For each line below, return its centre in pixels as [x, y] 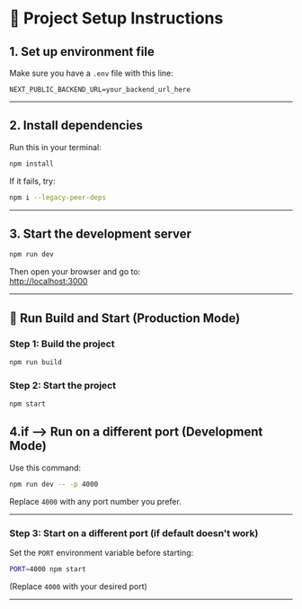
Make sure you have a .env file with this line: [91, 73]
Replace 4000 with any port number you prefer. [95, 501]
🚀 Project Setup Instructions [116, 18]
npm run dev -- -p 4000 [54, 484]
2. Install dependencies [76, 125]
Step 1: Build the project [62, 344]
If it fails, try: [32, 181]
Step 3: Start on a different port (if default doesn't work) [134, 533]
